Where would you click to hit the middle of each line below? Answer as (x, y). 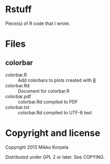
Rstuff (19, 9)
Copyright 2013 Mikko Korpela (37, 147)
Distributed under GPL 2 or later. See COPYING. (55, 157)
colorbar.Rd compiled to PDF (48, 102)
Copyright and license (53, 133)
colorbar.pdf (18, 96)
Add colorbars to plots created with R (57, 80)
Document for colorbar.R (44, 91)
